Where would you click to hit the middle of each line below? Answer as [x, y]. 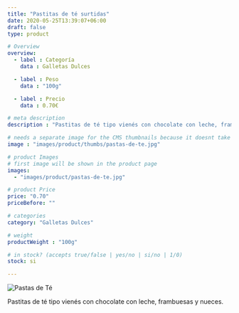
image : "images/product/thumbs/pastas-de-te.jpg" [84, 144]
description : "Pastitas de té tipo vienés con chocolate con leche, [113, 125]
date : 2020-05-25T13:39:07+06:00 [57, 21]
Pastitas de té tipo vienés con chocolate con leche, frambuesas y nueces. [116, 302]
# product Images [33, 157]
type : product [28, 34]
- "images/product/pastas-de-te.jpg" [70, 177]
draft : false [27, 27]
